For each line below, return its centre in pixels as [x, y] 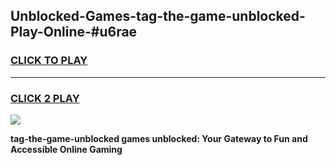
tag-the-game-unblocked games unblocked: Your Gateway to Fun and [159, 138]
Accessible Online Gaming [66, 149]
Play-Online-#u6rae [74, 32]
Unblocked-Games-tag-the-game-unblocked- [158, 16]
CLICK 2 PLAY [45, 98]
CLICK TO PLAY [49, 61]
